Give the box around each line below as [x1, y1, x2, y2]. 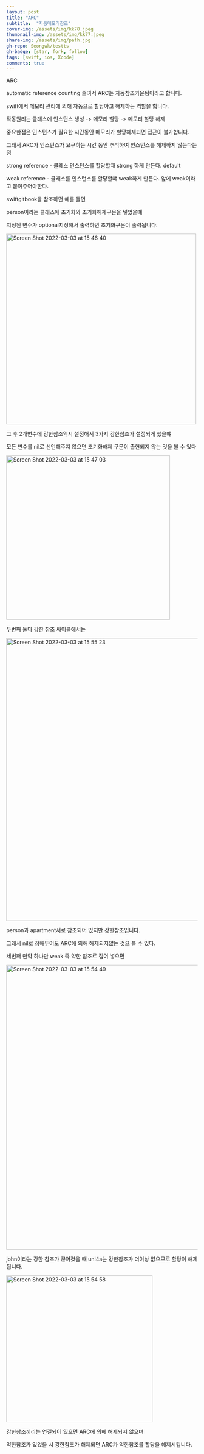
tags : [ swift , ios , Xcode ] [6, 54, 75, 60]
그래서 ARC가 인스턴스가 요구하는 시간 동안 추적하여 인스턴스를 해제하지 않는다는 [6, 141, 197, 148]
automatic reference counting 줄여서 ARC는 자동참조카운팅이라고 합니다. [6, 89, 182, 96]
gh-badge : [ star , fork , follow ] [6, 49, 88, 55]
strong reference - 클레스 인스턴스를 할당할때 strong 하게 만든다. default [6, 162, 181, 169]
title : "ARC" [6, 15, 39, 21]
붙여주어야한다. [12, 182, 49, 190]
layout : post [6, 9, 39, 15]
